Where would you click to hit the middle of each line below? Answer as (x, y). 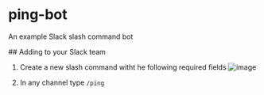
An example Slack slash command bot (71, 36)
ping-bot (38, 15)
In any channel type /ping (62, 82)
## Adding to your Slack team (57, 51)
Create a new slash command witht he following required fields (123, 67)
